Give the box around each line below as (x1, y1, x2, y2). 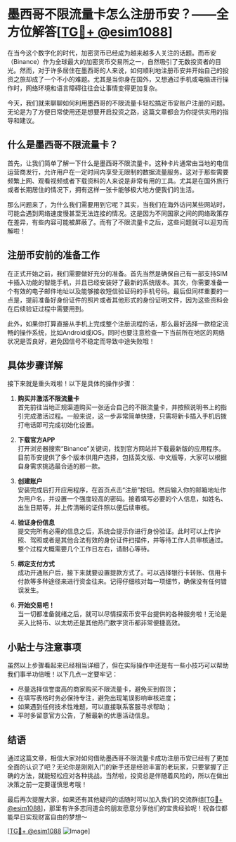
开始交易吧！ (17, 601, 55, 609)
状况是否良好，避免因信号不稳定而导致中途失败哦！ (7, 337, 155, 345)
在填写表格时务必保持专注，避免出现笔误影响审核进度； (17, 694, 178, 702)
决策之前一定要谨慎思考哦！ (7, 780, 88, 789)
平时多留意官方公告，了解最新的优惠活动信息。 (17, 711, 153, 720)
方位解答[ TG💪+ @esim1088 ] (7, 24, 173, 40)
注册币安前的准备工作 (7, 249, 100, 261)
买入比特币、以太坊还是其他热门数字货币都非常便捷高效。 (17, 618, 184, 627)
